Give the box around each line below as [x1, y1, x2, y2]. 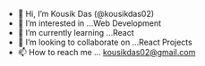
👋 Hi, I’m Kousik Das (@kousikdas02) [17, 9, 155, 19]
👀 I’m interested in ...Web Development [17, 18, 162, 29]
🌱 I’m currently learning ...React [17, 28, 134, 37]
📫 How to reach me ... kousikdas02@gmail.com [17, 47, 196, 57]
